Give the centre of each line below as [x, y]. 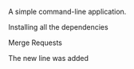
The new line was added [49, 58]
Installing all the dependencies [59, 27]
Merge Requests [35, 43]
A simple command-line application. [67, 12]
